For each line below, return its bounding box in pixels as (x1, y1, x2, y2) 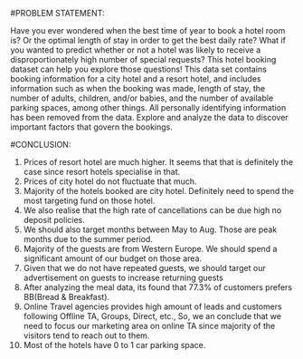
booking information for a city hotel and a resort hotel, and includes (10, 73, 261, 84)
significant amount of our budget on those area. (23, 253, 203, 264)
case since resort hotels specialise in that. (23, 167, 180, 177)
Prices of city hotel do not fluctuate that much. (23, 176, 197, 187)
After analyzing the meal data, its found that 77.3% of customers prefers (23, 282, 293, 293)
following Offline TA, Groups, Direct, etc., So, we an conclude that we (23, 311, 281, 321)
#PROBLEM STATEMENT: (10, 8, 105, 18)
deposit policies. (23, 215, 85, 225)
